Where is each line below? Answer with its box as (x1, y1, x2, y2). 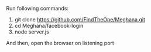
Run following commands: (6, 5, 69, 12)
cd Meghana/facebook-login (14, 23, 84, 29)
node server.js (14, 28, 50, 35)
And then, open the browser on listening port (6, 40, 114, 46)
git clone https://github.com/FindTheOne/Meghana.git (14, 16, 145, 23)
